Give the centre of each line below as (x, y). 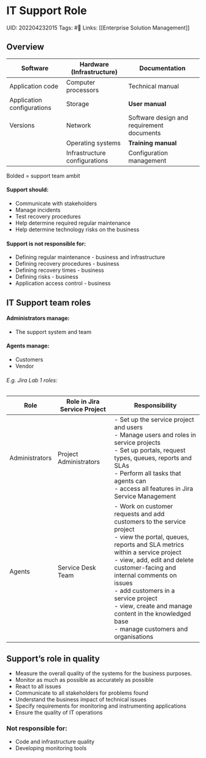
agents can (130, 481)
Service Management (145, 497)
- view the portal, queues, (152, 537)
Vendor (25, 366)
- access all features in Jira (154, 489)
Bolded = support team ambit (44, 176)
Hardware (94, 64)
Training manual (153, 143)
